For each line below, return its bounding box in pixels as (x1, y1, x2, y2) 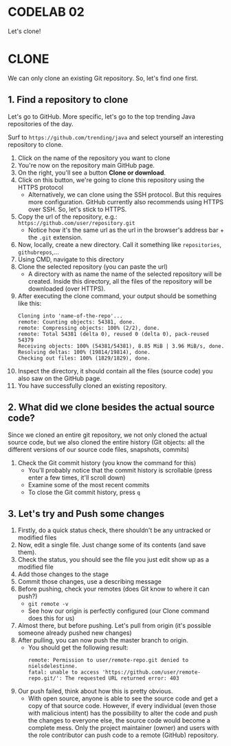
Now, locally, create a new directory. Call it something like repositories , (17, 240, 222, 248)
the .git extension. (27, 233, 83, 242)
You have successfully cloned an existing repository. (17, 381, 167, 390)
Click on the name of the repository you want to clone (17, 153, 170, 162)
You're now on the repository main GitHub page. (17, 161, 155, 169)
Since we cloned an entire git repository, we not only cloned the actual (8, 431, 208, 439)
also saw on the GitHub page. (17, 374, 102, 382)
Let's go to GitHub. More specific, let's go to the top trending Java (8, 112, 195, 121)
